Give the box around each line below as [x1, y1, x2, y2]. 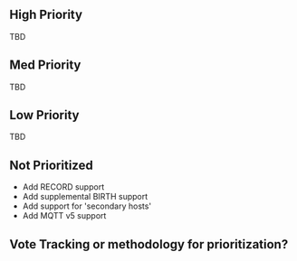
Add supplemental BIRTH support [22, 191, 148, 202]
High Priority [9, 7, 83, 23]
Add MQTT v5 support [22, 210, 107, 221]
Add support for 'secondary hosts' [22, 200, 152, 211]
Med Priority [9, 58, 81, 73]
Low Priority [9, 107, 80, 123]
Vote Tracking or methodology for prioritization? [9, 237, 289, 252]
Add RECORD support [22, 182, 105, 192]
